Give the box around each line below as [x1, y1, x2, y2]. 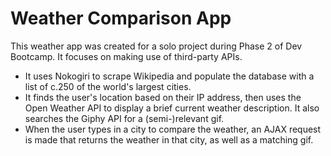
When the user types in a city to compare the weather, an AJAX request [24, 123, 322, 135]
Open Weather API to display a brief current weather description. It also [24, 102, 320, 114]
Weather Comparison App [10, 7, 232, 30]
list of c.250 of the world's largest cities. [24, 80, 192, 92]
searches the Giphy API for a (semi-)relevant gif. [24, 112, 225, 124]
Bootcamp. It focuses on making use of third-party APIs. [10, 50, 243, 62]
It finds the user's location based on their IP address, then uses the [24, 91, 302, 103]
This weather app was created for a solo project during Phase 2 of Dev [10, 40, 303, 52]
